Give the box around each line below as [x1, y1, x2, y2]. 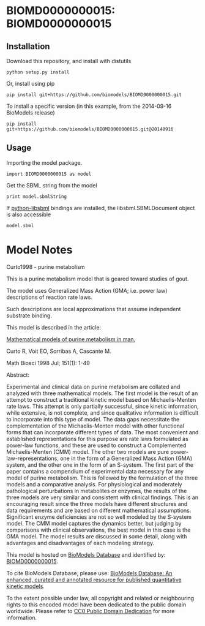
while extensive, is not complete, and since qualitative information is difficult [6, 409, 199, 417]
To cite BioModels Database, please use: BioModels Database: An [6, 569, 173, 576]
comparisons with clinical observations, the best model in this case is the [6, 526, 191, 534]
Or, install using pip [6, 80, 55, 87]
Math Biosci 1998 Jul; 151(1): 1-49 [6, 359, 90, 366]
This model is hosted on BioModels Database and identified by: [6, 551, 166, 558]
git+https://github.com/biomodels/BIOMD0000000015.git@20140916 [6, 126, 174, 132]
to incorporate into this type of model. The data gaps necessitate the [6, 415, 180, 423]
